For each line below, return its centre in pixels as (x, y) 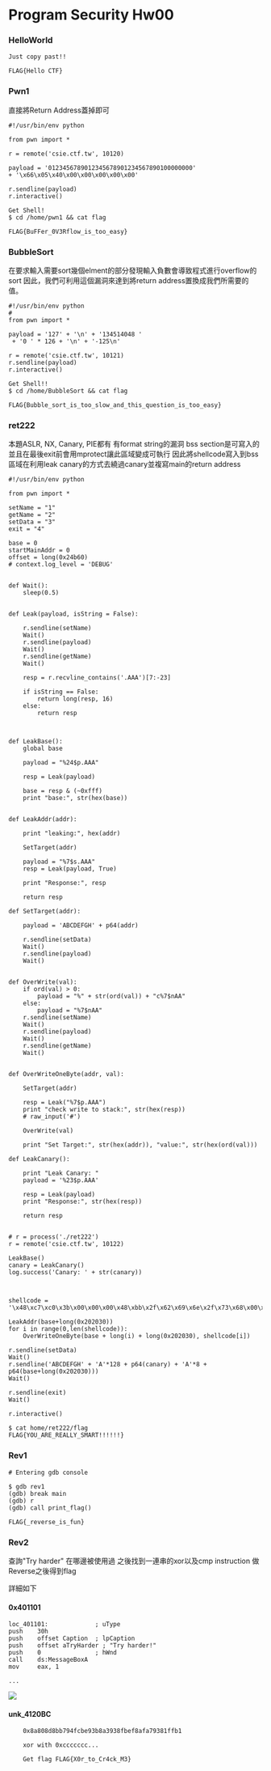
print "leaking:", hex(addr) (72, 834)
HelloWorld (31, 40)
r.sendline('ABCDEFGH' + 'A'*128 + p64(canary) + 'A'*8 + (108, 1365)
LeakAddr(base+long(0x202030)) (61, 1322)
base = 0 (23, 544)
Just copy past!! (38, 57)
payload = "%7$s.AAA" (59, 862)
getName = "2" (32, 515)
